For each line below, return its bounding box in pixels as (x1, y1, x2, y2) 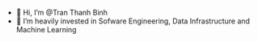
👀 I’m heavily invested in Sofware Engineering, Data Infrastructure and (15, 16, 251, 26)
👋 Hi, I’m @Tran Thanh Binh (15, 8, 108, 17)
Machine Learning (15, 25, 77, 34)
